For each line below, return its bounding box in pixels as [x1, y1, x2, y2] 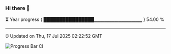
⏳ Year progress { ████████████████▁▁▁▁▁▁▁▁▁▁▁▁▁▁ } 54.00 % [5, 16, 164, 22]
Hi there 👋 [5, 5, 31, 12]
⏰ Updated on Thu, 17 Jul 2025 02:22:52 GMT [5, 33, 103, 39]
